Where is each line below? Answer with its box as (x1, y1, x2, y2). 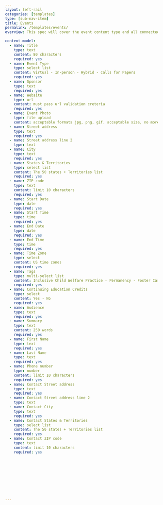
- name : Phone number (9, 364, 53, 369)
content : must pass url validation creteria (14, 102, 105, 107)
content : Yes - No (14, 296, 51, 301)
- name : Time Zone (9, 251, 47, 256)
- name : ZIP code (9, 178, 45, 184)
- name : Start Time (9, 210, 49, 215)
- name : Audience (9, 305, 45, 310)
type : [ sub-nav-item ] (5, 16, 49, 21)
